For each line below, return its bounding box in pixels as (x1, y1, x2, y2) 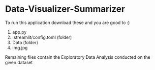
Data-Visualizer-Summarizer (5, 3, 125, 15)
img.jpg (12, 45, 28, 50)
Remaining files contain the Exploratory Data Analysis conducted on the (5, 54, 151, 60)
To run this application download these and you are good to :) (5, 20, 130, 25)
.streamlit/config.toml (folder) (12, 34, 72, 40)
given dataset (5, 59, 33, 65)
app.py (12, 29, 27, 35)
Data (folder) (12, 39, 38, 45)
